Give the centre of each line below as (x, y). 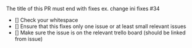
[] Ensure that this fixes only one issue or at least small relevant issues (100, 26)
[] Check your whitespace (46, 20)
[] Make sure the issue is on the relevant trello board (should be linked (100, 33)
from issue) (29, 39)
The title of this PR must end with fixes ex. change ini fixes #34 (83, 9)
